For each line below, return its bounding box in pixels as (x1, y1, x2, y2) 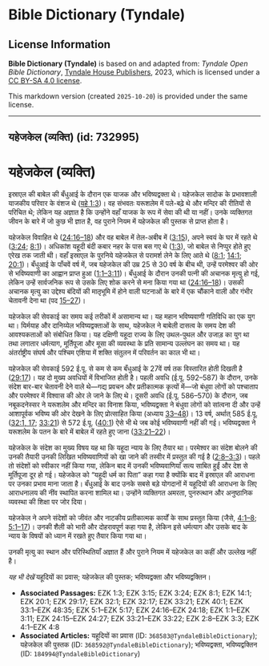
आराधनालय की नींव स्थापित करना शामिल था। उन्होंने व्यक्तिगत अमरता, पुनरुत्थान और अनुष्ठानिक (8, 488, 254, 498)
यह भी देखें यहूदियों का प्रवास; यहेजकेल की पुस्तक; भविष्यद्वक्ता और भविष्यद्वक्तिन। (8, 572, 211, 582)
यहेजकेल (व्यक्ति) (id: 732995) (8, 131, 140, 144)
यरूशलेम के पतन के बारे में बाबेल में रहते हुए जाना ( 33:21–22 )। (8, 427, 171, 437)
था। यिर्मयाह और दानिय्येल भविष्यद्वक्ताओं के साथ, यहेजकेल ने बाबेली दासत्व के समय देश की (8, 321, 236, 330)
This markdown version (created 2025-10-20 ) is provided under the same (8, 91, 248, 101)
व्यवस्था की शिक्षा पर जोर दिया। (8, 497, 87, 507)
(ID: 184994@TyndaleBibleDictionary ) (19, 649, 141, 659)
